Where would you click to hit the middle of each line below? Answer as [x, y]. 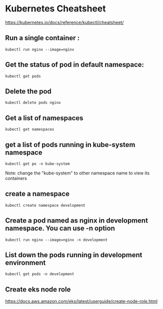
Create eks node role [38, 289]
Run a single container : [42, 38]
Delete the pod [28, 91]
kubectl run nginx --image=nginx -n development [56, 240]
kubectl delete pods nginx [33, 103]
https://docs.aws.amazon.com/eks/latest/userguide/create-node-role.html [81, 302]
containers [16, 178]
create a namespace [37, 194]
